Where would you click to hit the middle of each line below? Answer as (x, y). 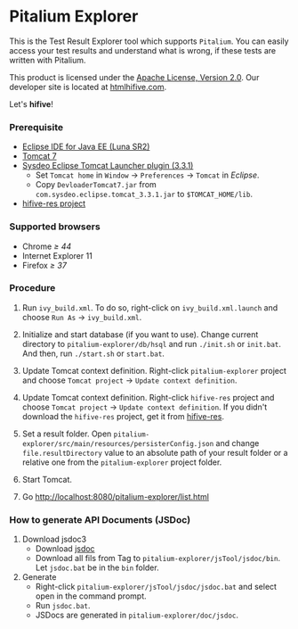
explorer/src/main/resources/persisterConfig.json (118, 443)
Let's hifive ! (31, 103)
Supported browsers (55, 227)
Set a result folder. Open (67, 434)
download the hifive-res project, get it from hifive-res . (123, 416)
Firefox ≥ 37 (44, 265)
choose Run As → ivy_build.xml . (82, 317)
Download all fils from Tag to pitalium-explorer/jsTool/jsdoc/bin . (158, 559)
